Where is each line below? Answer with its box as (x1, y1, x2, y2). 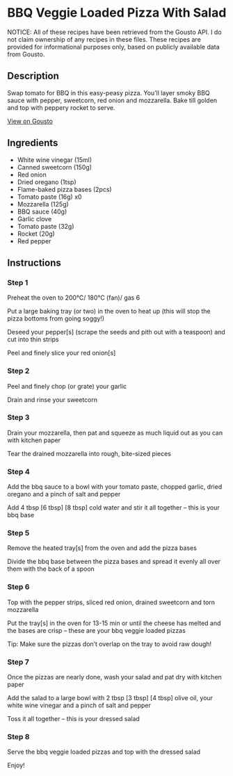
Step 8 (7, 731, 30, 741)
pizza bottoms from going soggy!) (7, 314, 105, 323)
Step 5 (7, 528, 30, 538)
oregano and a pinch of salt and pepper (7, 490, 121, 499)
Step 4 (7, 467, 30, 476)
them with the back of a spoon (7, 565, 95, 573)
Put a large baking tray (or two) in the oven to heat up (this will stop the (7, 307, 211, 316)
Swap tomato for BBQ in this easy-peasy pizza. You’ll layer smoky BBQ (7, 88, 210, 97)
